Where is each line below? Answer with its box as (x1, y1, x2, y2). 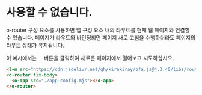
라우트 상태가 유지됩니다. (6, 41, 64, 49)
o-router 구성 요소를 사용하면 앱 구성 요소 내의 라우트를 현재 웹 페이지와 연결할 (6, 26, 191, 34)
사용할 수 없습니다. (6, 5, 93, 19)
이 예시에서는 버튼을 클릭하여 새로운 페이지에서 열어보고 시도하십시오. (6, 54, 174, 61)
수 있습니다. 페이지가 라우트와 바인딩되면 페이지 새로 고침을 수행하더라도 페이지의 (6, 34, 196, 41)
